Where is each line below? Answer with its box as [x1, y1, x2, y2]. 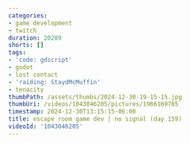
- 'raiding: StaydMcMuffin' [8, 78, 101, 86]
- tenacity [8, 85, 44, 94]
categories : [8, 11, 47, 20]
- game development [8, 19, 73, 27]
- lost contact [8, 71, 59, 79]
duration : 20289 [8, 33, 62, 42]
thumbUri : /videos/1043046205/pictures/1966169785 [8, 100, 179, 108]
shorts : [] [8, 41, 44, 49]
